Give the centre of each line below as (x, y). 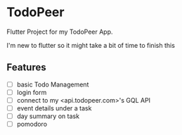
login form (32, 92)
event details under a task (54, 108)
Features (26, 67)
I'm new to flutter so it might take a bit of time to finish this (91, 45)
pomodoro (32, 124)
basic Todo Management (53, 84)
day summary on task (48, 116)
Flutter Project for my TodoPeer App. (60, 32)
